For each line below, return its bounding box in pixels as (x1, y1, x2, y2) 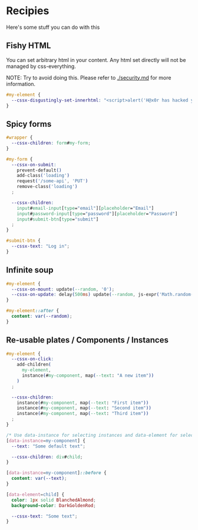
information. (6, 80, 36, 87)
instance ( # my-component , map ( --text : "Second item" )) (16, 405, 151, 411)
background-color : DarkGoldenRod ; (11, 502, 96, 508)
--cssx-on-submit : (11, 162, 57, 167)
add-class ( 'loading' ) (16, 173, 70, 179)
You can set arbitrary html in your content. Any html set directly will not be (6, 56, 186, 63)
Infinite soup (6, 265, 54, 275)
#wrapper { (6, 134, 33, 141)
